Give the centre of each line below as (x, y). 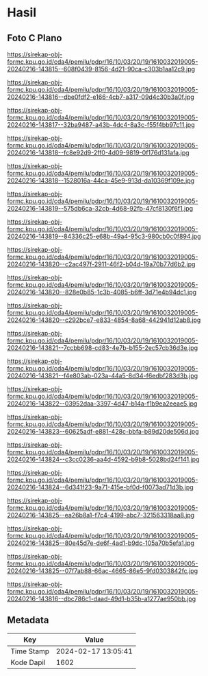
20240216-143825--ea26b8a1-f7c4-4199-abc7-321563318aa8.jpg (101, 515)
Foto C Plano (35, 38)
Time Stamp (30, 651)
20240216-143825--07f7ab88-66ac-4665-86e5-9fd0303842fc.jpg (103, 571)
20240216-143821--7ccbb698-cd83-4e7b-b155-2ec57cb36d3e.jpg (103, 348)
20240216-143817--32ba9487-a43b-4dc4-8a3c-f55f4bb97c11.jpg (101, 125)
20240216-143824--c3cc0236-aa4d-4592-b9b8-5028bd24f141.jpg (103, 459)
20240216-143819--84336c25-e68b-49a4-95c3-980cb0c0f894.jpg (104, 236)
